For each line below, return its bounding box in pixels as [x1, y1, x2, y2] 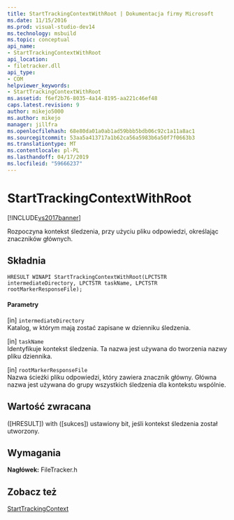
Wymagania [7, 446, 61, 459]
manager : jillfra [7, 121, 58, 128]
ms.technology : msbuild [7, 29, 77, 37]
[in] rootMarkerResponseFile [7, 365, 88, 374]
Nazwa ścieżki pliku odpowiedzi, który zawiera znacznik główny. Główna [7, 373, 217, 381]
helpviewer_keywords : [7, 82, 71, 89]
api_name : [7, 43, 36, 50]
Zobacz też [7, 486, 57, 498]
